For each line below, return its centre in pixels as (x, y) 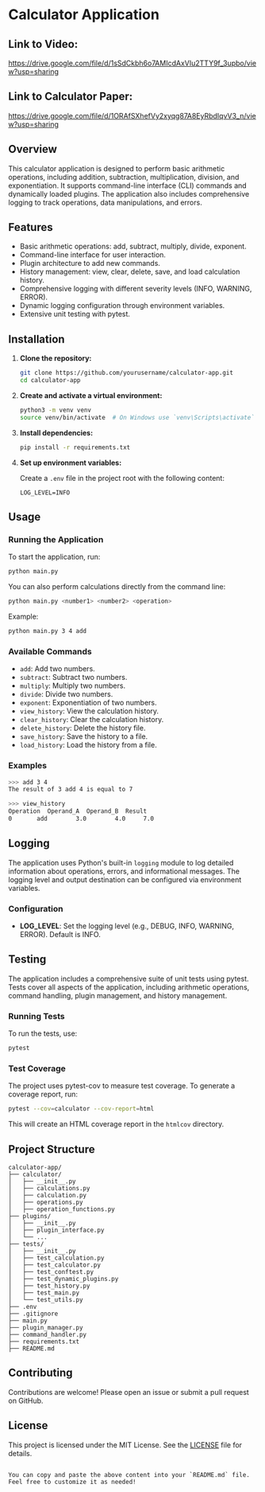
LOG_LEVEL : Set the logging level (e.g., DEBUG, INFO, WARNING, (127, 926)
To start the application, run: (54, 557)
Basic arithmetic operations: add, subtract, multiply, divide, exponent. (133, 246)
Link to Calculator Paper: (71, 97)
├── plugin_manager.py (46, 1327)
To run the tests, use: (43, 1033)
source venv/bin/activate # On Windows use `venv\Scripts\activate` (137, 417)
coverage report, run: (43, 1094)
